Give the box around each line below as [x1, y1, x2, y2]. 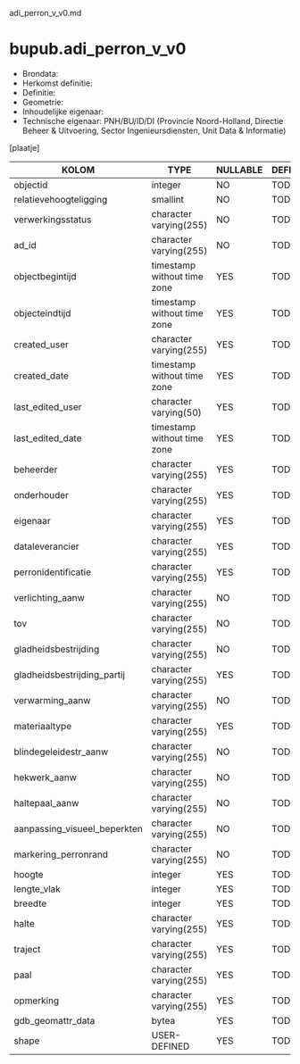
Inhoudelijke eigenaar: [21, 106, 104, 117]
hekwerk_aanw [13, 771, 78, 784]
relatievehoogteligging [13, 193, 108, 205]
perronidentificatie [13, 566, 92, 578]
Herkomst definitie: [21, 78, 93, 88]
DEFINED [151, 1040, 190, 1052]
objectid [13, 179, 48, 191]
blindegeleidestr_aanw [13, 745, 109, 758]
